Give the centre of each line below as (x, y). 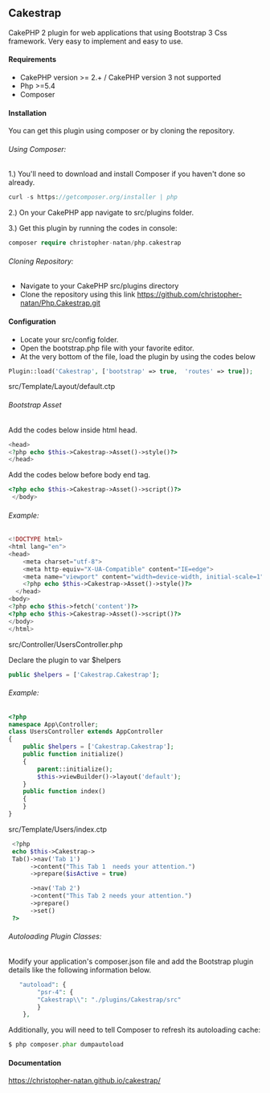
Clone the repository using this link (78, 295)
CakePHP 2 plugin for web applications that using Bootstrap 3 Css (118, 32)
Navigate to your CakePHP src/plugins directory (99, 286)
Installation (27, 113)
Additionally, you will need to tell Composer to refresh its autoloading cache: (135, 1030)
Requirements (33, 59)
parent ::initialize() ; (75, 769)
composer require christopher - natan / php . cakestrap (95, 243)
